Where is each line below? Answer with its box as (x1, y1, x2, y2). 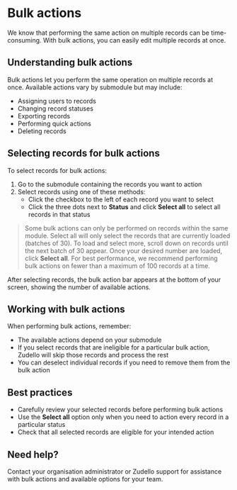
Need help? (7, 448, 59, 460)
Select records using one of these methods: (17, 187, 146, 196)
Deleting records (17, 126, 67, 135)
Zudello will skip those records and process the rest (17, 351, 169, 360)
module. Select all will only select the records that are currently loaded (24, 231, 231, 240)
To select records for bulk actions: (7, 166, 108, 174)
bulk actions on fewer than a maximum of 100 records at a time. (24, 261, 210, 270)
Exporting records (17, 111, 71, 120)
